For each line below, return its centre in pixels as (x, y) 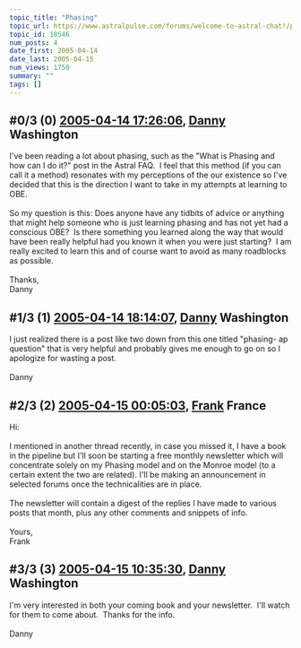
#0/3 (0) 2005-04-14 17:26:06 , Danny (118, 121)
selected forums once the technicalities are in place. (106, 484)
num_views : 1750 (39, 68)
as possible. (31, 261)
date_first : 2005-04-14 (54, 51)
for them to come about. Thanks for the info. (92, 614)
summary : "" (31, 76)
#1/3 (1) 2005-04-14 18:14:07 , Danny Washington (149, 318)
